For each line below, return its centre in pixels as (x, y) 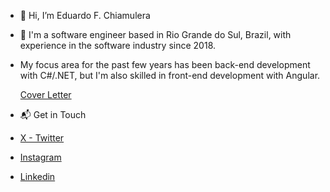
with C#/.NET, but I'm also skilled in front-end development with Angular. (170, 75)
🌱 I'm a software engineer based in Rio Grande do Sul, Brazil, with (155, 34)
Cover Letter (45, 94)
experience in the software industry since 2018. (118, 45)
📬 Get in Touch (53, 114)
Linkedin (37, 176)
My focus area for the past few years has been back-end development (165, 64)
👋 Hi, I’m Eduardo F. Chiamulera (85, 15)
